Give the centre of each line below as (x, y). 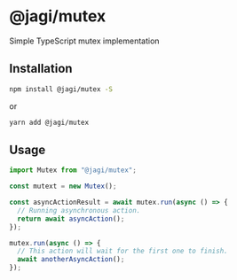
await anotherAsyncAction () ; (71, 260)
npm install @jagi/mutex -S (61, 89)
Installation (41, 69)
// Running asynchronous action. (79, 210)
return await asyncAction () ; (71, 219)
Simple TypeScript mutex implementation (84, 41)
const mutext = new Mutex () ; (63, 187)
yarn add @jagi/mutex (49, 122)
